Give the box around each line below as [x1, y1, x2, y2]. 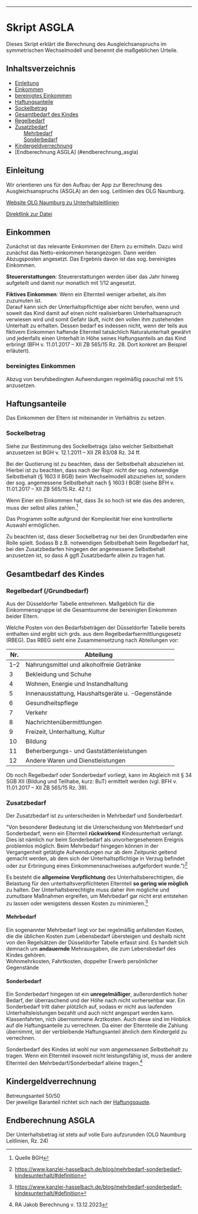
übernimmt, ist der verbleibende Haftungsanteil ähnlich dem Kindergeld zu [6, 1028, 187, 1035]
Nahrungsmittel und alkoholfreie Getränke [25, 661, 141, 669]
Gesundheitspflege [25, 699, 78, 707]
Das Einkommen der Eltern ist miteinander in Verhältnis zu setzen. [6, 414, 166, 422]
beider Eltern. [6, 613, 39, 620]
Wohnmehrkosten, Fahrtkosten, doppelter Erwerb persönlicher [6, 957, 158, 964]
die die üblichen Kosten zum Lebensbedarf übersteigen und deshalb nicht [6, 933, 186, 940]
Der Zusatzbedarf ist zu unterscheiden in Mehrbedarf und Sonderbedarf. [6, 812, 183, 819]
